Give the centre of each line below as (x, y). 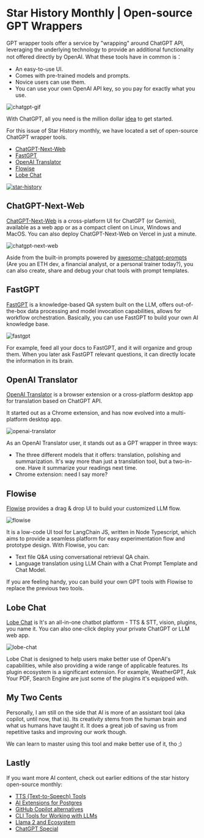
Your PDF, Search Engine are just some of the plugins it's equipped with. (97, 678)
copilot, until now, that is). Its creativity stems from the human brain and (97, 719)
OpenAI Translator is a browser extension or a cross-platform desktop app (100, 395)
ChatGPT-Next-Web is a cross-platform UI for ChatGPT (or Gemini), (91, 221)
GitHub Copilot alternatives (49, 809)
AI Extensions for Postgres (49, 803)
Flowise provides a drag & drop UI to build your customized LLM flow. (94, 508)
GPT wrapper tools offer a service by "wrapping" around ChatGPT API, (95, 43)
